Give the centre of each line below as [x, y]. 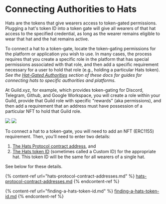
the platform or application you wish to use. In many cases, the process [79, 54]
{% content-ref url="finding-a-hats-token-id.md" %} [59, 191]
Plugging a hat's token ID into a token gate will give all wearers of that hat [81, 28]
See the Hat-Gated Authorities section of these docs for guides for [74, 75]
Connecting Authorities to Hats [71, 9]
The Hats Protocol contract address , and [54, 146]
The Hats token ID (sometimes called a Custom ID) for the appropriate [84, 151]
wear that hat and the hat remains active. [47, 39]
